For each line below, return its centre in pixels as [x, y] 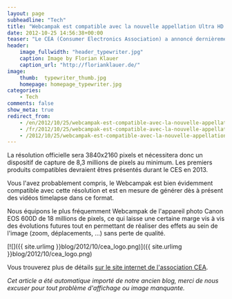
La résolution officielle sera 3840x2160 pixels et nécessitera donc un [105, 155]
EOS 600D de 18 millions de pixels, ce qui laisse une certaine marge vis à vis [116, 219]
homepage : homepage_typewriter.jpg [71, 84]
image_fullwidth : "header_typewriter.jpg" [81, 52]
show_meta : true [30, 110]
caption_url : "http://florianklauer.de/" [80, 65]
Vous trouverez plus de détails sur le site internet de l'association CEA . [108, 267]
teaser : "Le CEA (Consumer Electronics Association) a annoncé [100, 39]
